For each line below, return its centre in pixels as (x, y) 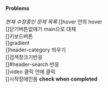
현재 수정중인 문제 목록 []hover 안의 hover (54, 22)
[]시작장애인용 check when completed (52, 79)
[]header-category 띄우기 (36, 50)
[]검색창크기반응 (24, 57)
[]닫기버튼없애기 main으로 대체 (41, 29)
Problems (18, 8)
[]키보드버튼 (19, 36)
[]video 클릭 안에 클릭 (31, 72)
